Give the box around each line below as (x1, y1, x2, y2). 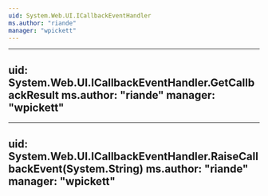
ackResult (8, 88, 60, 102)
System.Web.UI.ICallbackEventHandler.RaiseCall (8, 149, 259, 163)
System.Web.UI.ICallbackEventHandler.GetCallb (8, 76, 255, 89)
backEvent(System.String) (8, 162, 144, 175)
